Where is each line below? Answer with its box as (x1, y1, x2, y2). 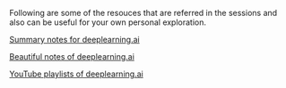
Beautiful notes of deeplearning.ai (9, 52, 134, 61)
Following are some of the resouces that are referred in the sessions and (9, 8, 278, 18)
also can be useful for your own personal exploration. (9, 17, 207, 28)
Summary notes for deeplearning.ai (9, 35, 141, 44)
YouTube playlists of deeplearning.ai (9, 68, 143, 79)
